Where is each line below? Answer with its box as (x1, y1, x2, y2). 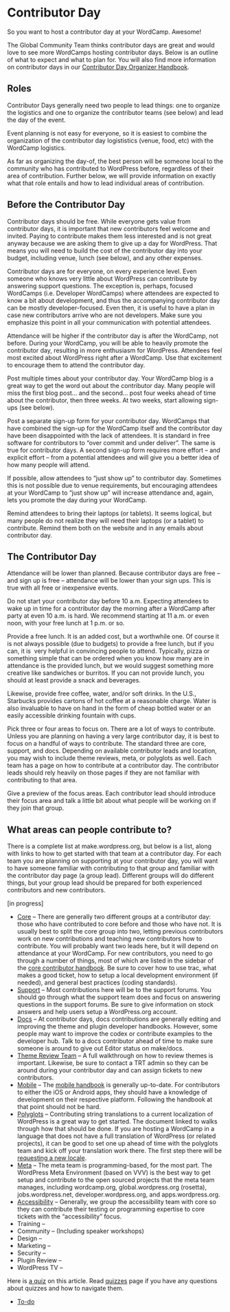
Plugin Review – (16, 1256, 62, 1265)
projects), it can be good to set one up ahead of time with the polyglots (16, 1139, 218, 1148)
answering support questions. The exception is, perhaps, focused (7, 281, 194, 290)
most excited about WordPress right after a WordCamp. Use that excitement (7, 353, 222, 362)
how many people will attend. (7, 460, 91, 469)
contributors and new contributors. (7, 886, 106, 894)
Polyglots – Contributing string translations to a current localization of (16, 1110, 214, 1119)
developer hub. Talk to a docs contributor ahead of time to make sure (16, 1037, 214, 1045)
